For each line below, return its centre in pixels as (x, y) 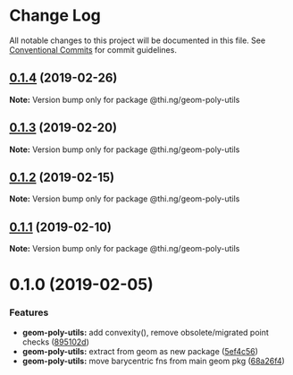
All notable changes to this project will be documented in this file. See (138, 40)
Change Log (55, 16)
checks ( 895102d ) (55, 342)
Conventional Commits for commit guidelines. (93, 49)
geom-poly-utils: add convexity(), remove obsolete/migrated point (146, 332)
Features (29, 312)
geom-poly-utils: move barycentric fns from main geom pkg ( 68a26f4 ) (154, 361)
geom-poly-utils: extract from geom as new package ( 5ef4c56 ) (140, 351)
